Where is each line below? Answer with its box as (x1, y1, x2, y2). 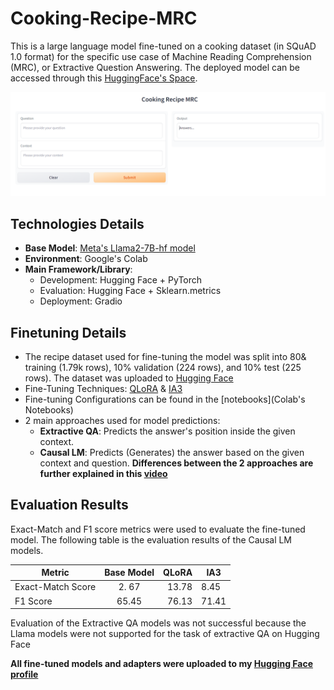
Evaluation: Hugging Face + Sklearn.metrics (39, 285, 222, 297)
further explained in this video (39, 467, 168, 479)
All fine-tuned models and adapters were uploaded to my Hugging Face (10, 658, 313, 670)
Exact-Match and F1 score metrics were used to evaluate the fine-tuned (10, 523, 306, 535)
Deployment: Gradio (39, 295, 123, 307)
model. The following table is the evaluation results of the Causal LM (10, 533, 293, 546)
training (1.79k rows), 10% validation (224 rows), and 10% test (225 (24, 361, 302, 373)
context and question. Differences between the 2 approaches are (39, 457, 314, 469)
